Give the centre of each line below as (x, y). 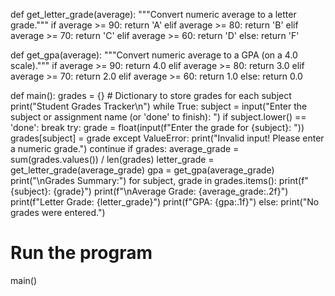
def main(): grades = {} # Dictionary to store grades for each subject (151, 95)
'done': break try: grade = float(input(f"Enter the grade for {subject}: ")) (157, 127)
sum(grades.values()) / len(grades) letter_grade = (112, 159)
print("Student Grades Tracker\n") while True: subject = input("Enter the (159, 106)
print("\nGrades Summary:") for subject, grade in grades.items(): (143, 180)
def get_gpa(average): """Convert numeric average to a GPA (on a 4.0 (154, 55)
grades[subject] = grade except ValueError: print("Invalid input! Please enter (167, 138)
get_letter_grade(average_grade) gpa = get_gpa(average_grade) (142, 170)
